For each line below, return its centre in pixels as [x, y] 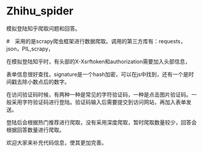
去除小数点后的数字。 [43, 82]
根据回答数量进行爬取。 [35, 130]
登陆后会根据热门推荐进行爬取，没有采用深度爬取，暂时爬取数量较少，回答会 [101, 122]
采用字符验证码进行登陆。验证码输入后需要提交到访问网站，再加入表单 [98, 102]
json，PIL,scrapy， [30, 49]
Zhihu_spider [40, 11]
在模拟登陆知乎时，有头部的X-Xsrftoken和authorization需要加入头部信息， [98, 61]
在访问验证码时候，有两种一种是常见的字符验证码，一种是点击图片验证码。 [99, 94]
